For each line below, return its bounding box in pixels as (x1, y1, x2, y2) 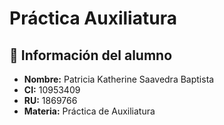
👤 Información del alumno (9, 47, 173, 64)
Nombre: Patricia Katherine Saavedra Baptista (23, 73, 215, 85)
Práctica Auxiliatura (9, 7, 177, 30)
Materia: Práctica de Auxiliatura (23, 105, 156, 117)
